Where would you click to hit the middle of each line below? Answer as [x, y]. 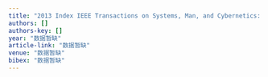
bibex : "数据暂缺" [37, 61]
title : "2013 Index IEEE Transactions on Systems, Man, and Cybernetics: [135, 16]
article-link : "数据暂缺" [49, 46]
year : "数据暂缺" [35, 38]
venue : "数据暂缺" [37, 53]
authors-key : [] [35, 30]
